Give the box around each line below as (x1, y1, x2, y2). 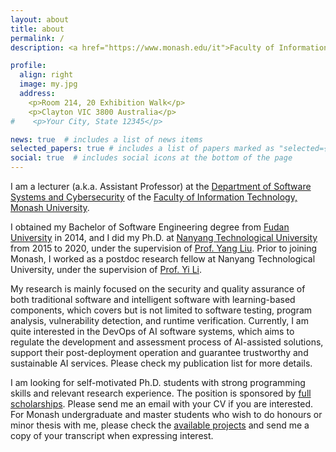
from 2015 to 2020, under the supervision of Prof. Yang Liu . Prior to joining (10, 242, 318, 254)
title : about (10, 24, 65, 34)
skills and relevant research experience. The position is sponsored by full (10, 387, 312, 399)
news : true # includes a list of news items (10, 134, 203, 145)
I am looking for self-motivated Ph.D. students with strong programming (10, 377, 306, 388)
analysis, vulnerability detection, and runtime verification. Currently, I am (10, 315, 309, 326)
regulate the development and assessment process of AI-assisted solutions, (10, 336, 324, 348)
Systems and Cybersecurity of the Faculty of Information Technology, (10, 191, 298, 203)
